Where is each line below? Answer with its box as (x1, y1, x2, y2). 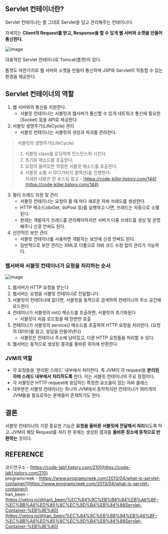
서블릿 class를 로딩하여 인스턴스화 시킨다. (25, 150, 107, 157)
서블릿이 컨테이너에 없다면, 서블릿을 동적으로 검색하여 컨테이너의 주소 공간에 (12, 296, 161, 303)
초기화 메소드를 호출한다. (25, 157, 74, 163)
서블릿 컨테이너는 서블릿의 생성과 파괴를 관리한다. (20, 129, 117, 135)
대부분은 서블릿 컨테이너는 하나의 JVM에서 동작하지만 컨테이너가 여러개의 (12, 386, 156, 392)
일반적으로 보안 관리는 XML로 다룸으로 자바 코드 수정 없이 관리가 (20, 242, 146, 248)
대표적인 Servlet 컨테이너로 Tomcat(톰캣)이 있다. (5, 56, 102, 62)
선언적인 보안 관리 (12, 230, 48, 236)
